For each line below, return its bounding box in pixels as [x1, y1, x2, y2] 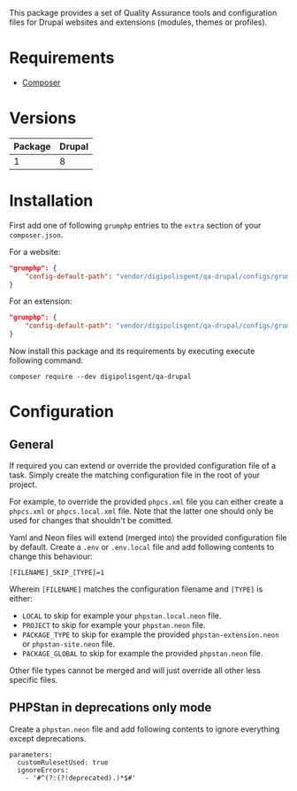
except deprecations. [9, 733, 87, 743]
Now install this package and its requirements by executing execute [9, 345, 255, 357]
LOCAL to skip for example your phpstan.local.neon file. [21, 610, 222, 621]
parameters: [9, 750, 53, 759]
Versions [9, 108, 77, 128]
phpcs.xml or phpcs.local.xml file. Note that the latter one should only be [9, 506, 274, 516]
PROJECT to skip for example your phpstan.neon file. [21, 620, 206, 631]
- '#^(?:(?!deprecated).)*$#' [25, 773, 137, 782]
